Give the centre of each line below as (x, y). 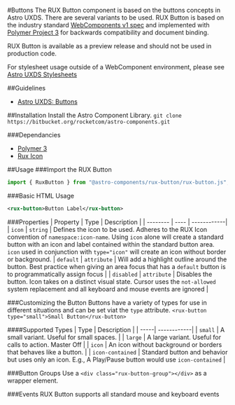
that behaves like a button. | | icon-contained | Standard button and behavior (117, 352)
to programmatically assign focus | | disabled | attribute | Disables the (110, 274)
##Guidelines (27, 88)
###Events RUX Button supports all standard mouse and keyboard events (113, 394)
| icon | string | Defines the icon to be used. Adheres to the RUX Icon (107, 229)
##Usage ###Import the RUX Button (59, 170)
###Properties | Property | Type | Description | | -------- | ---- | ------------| (117, 222)
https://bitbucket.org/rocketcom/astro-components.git (89, 122)
